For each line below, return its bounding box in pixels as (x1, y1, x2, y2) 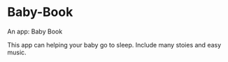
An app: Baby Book (7, 27, 63, 36)
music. (7, 48, 27, 56)
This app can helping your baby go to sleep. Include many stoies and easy (7, 40, 222, 49)
